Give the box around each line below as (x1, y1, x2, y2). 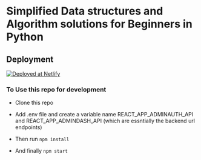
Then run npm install (15, 135, 70, 143)
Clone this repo (15, 99, 53, 107)
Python (6, 30, 44, 44)
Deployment (6, 54, 54, 64)
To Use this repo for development (6, 85, 107, 93)
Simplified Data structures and (6, 4, 163, 18)
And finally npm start (15, 147, 68, 155)
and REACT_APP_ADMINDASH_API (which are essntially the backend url (15, 117, 196, 125)
